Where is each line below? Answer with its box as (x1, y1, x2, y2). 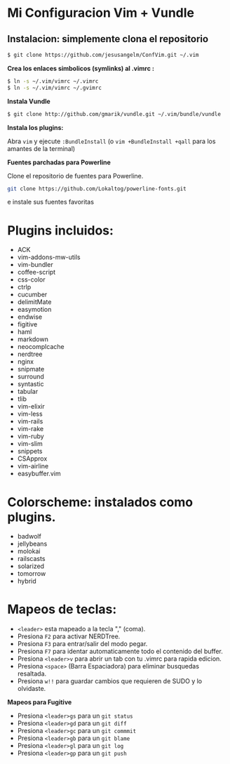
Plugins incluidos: (7, 223, 114, 238)
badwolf (17, 532, 42, 541)
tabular (17, 388, 39, 396)
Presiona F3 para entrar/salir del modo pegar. (17, 640, 148, 648)
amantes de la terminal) (7, 144, 76, 152)
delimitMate (17, 298, 52, 306)
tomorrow (17, 569, 46, 578)
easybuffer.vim (17, 469, 61, 478)
